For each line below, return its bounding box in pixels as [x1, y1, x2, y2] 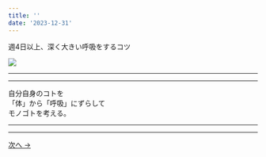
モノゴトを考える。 [8, 108, 71, 117]
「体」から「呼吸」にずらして [8, 98, 105, 108]
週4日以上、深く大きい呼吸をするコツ [8, 41, 131, 52]
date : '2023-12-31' [8, 19, 73, 27]
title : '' [8, 11, 41, 20]
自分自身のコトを [8, 88, 64, 98]
